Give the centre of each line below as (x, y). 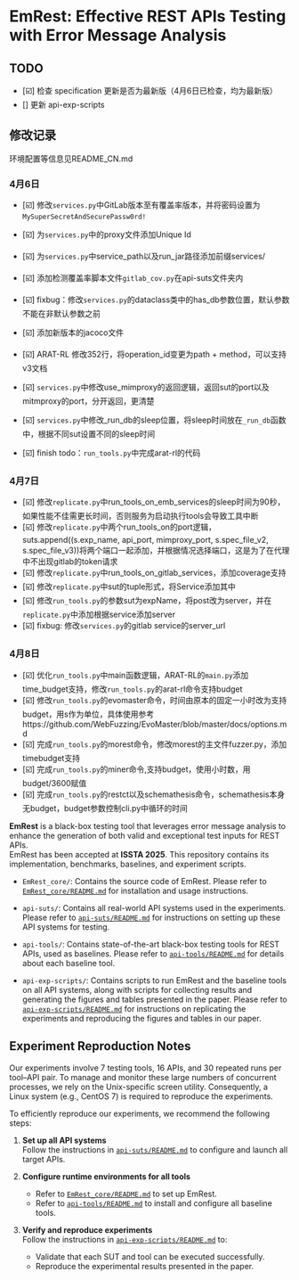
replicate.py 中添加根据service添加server (99, 615)
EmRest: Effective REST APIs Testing (148, 16)
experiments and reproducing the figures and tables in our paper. (141, 1018)
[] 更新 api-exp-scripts (63, 105)
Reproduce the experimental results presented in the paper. (145, 1266)
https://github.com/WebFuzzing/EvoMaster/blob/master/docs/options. (151, 724)
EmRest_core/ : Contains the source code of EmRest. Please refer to (144, 881)
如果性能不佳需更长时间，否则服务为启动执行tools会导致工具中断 (140, 516)
